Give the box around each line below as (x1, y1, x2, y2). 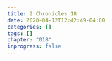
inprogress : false (7, 43, 61, 50)
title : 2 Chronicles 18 (7, 10, 77, 18)
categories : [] (7, 23, 52, 30)
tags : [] (7, 29, 33, 37)
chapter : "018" (7, 36, 52, 43)
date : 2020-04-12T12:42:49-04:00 (7, 17, 106, 24)
